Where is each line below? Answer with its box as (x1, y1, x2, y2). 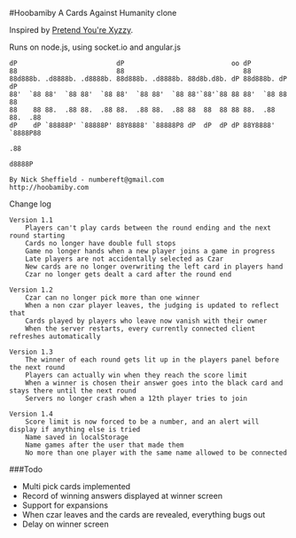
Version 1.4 (9, 409, 53, 418)
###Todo (9, 464, 43, 474)
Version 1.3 (9, 347, 53, 356)
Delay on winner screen (21, 519, 109, 529)
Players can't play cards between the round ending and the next (25, 223, 272, 232)
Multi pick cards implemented (21, 481, 131, 491)
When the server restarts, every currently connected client (25, 324, 255, 333)
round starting (9, 231, 66, 240)
